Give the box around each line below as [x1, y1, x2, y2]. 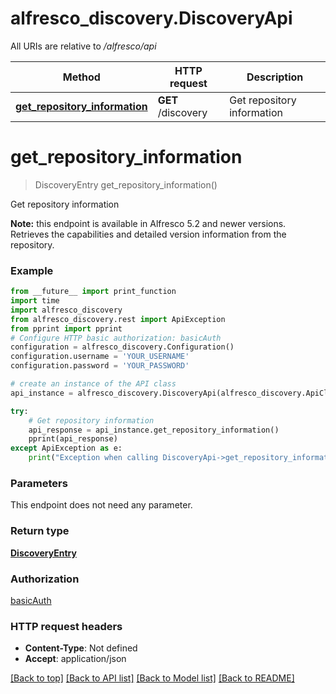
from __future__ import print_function [10, 287, 177, 297]
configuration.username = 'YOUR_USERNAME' [10, 352, 190, 362]
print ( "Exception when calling [28, 453, 159, 463]
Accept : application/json [24, 653, 127, 665]
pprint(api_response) [28, 434, 118, 444]
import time [10, 296, 60, 306]
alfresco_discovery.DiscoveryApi [10, 7, 293, 30]
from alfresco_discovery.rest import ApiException [10, 314, 226, 324]
